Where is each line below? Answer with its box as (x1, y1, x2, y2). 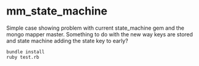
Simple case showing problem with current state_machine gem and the (6, 24, 184, 31)
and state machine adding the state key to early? (6, 37, 128, 44)
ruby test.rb (6, 54, 40, 60)
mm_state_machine (6, 4, 108, 18)
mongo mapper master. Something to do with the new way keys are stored (6, 30, 194, 38)
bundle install (6, 48, 45, 55)
